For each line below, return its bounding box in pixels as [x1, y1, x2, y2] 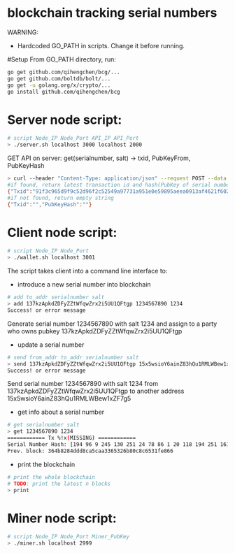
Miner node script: [7, 510, 117, 526]
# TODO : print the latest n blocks [7, 480, 111, 487]
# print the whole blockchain [7, 473, 96, 480]
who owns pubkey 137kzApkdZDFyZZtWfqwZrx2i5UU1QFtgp [7, 326, 183, 335]
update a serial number [17, 340, 85, 349]
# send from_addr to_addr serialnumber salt [7, 354, 139, 361]
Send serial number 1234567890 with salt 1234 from [7, 380, 159, 388]
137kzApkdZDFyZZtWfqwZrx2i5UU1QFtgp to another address [7, 387, 185, 396]
